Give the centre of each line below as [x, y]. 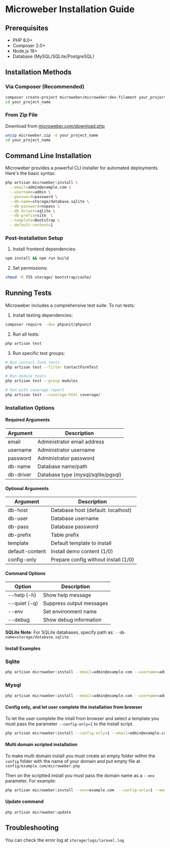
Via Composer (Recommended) [45, 87]
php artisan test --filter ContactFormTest [52, 367]
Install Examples [23, 649]
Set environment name [70, 612]
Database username [75, 519]
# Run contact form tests [32, 362]
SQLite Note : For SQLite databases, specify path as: [60, 633]
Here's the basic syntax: [31, 173]
